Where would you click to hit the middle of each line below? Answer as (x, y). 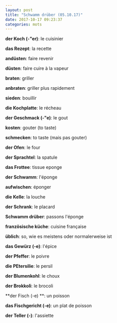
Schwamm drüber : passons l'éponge (45, 217)
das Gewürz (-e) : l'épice (31, 246)
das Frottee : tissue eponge (34, 167)
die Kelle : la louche (25, 197)
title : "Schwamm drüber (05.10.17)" (44, 15)
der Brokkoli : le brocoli (29, 286)
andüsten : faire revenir (30, 59)
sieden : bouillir (21, 98)
